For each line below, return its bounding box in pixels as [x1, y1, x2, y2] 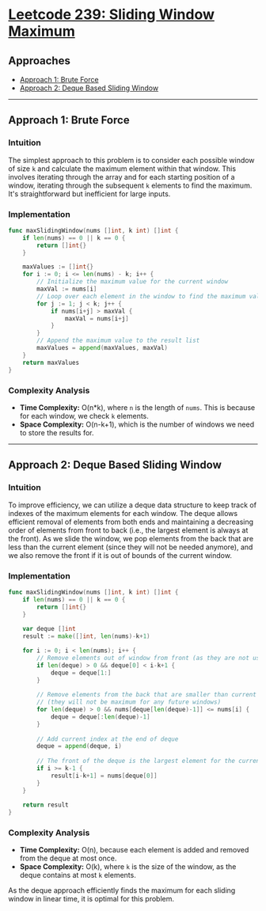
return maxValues [22, 359, 80, 366]
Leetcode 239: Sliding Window [8, 6, 215, 24]
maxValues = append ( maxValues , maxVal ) [36, 344, 169, 352]
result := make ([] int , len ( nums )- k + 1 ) [22, 632, 150, 640]
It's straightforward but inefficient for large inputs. [8, 188, 171, 199]
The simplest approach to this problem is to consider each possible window [8, 155, 255, 165]
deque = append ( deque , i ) [36, 742, 123, 750]
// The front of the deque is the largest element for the [36, 757, 236, 765]
